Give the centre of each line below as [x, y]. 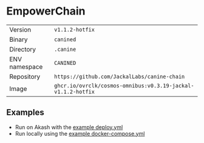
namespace [26, 67]
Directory [23, 49]
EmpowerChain [46, 11]
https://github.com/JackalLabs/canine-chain [120, 76]
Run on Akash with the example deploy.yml [69, 127]
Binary [19, 39]
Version [20, 30]
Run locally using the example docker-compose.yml [80, 133]
